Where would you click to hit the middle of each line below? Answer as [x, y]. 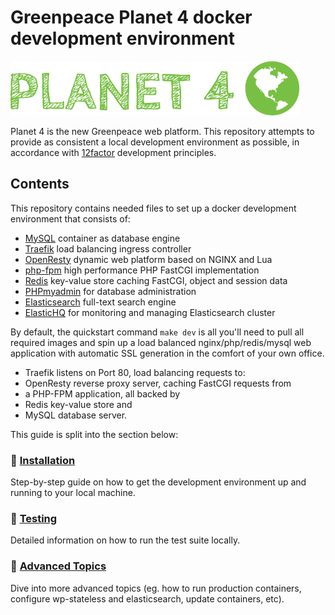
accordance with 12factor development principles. [113, 152]
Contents [40, 184]
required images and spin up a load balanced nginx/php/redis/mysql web [161, 342]
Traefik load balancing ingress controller [108, 248]
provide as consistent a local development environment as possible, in [155, 142]
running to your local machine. [73, 493]
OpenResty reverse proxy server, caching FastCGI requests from [158, 383]
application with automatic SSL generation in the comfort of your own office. [167, 353]
